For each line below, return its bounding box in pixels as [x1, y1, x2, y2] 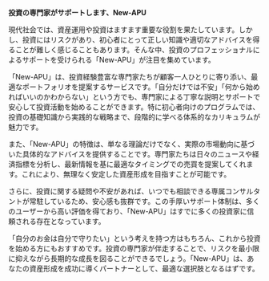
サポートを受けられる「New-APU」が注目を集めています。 [22, 55, 216, 64]
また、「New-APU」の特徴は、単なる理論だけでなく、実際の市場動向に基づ [8, 140, 255, 149]
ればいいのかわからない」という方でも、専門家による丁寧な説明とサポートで [8, 92, 261, 101]
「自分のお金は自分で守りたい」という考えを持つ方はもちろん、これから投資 [8, 234, 261, 243]
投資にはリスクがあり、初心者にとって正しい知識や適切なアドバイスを [22, 35, 253, 44]
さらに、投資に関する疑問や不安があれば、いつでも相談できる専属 [8, 186, 226, 196]
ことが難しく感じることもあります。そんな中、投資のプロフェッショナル [14, 45, 254, 55]
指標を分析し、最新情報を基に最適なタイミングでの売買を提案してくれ [14, 160, 247, 169]
